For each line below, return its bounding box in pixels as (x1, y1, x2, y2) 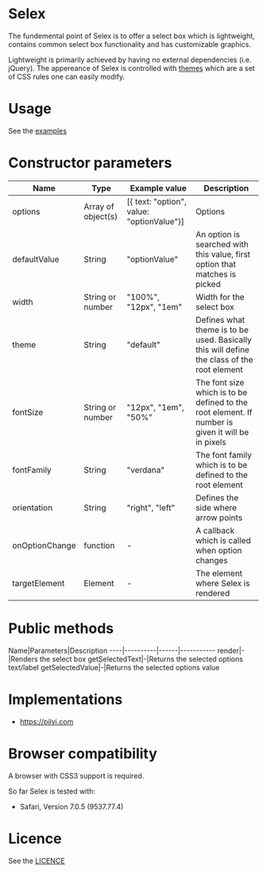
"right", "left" (126, 502, 176, 513)
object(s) (83, 211, 118, 222)
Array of (83, 200, 114, 211)
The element (195, 568, 243, 579)
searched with (195, 239, 249, 250)
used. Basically (195, 334, 252, 345)
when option (195, 545, 242, 556)
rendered (195, 588, 230, 599)
